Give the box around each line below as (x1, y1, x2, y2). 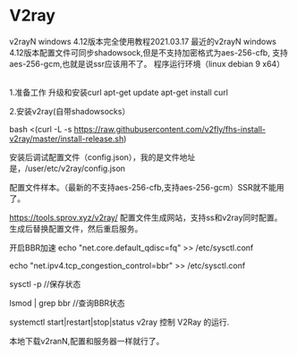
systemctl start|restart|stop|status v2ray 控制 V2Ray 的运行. (9, 317, 230, 327)
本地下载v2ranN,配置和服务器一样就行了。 (9, 335, 165, 346)
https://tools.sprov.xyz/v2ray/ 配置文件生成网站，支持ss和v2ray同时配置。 (9, 212, 283, 223)
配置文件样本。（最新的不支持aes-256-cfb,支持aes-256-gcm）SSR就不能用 (9, 182, 284, 192)
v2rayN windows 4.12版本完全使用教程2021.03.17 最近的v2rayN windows (9, 36, 277, 46)
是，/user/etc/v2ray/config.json (9, 163, 126, 173)
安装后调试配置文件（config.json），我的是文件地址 (9, 151, 196, 162)
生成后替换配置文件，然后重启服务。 (9, 223, 143, 233)
